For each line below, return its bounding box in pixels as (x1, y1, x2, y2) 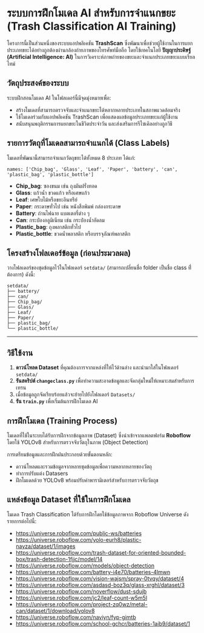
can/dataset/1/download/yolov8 (15, 607, 95, 614)
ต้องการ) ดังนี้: (7, 271, 36, 278)
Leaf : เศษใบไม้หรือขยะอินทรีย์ (15, 196, 77, 203)
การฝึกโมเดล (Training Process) (7, 416, 117, 426)
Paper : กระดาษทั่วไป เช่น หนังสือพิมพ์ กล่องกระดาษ (15, 202, 121, 210)
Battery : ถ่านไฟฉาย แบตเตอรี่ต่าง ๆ (15, 210, 90, 217)
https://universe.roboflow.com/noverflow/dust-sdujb (15, 587, 147, 595)
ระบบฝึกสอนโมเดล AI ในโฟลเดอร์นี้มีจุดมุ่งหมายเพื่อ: (7, 94, 111, 101)
